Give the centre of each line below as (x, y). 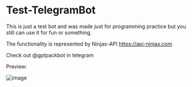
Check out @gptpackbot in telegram (50, 55)
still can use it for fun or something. (49, 32)
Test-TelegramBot (51, 10)
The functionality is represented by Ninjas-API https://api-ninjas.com (89, 44)
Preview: (17, 66)
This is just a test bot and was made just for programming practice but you (96, 26)
